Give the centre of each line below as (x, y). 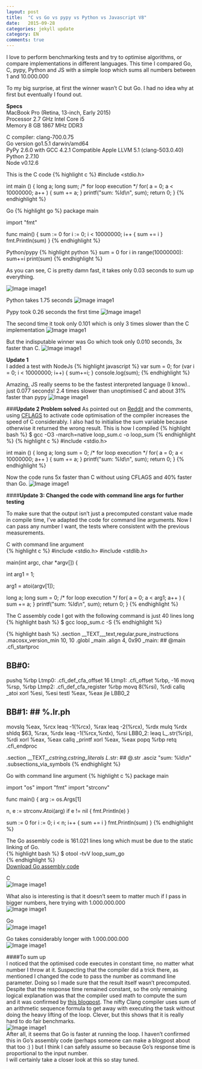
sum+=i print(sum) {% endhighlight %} (55, 258)
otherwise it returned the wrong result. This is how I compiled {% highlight (99, 428)
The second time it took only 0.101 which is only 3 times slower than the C (98, 323)
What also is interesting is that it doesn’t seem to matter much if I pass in (96, 896)
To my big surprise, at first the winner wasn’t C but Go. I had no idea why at (100, 88)
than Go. (17, 483)
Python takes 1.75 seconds (39, 300)
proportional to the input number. (47, 1053)
